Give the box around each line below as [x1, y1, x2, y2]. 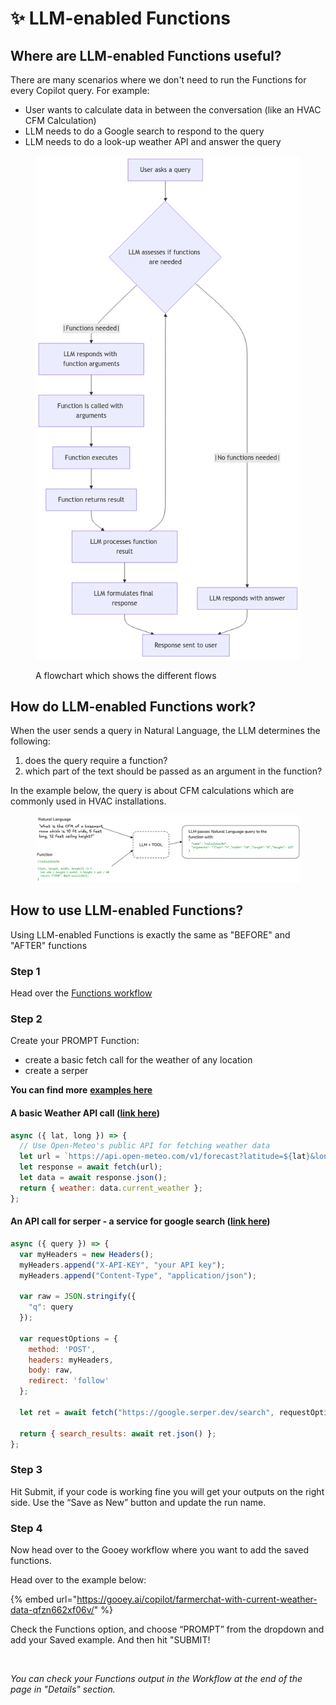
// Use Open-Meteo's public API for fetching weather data [19, 1141, 271, 1151]
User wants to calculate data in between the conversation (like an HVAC [24, 104, 322, 116]
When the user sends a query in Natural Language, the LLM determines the [10, 725, 321, 737]
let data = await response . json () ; [19, 1173, 168, 1183]
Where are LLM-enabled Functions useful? [10, 47, 282, 64]
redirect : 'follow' [28, 1376, 110, 1386]
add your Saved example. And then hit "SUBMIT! [10, 1634, 211, 1646]
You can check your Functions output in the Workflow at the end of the [10, 1673, 303, 1685]
